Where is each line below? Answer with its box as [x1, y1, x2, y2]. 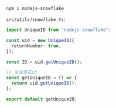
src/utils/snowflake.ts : [6, 16, 66, 23]
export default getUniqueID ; [6, 96, 77, 102]
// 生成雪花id [6, 69, 37, 75]
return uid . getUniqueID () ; [11, 81, 77, 86]
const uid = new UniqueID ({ [6, 37, 75, 43]
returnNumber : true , [11, 43, 62, 49]
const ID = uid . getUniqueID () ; [6, 59, 83, 65]
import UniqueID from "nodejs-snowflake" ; [6, 27, 111, 33]
